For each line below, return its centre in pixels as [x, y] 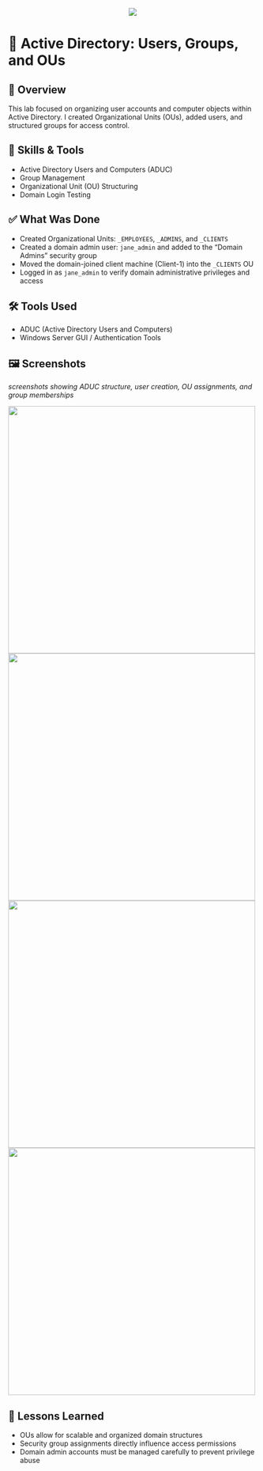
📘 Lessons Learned [56, 1416]
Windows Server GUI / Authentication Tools [90, 338]
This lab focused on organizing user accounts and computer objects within [130, 108]
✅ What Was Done [54, 220]
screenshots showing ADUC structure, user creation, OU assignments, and [130, 387]
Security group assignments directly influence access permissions [128, 1443]
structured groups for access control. [69, 125]
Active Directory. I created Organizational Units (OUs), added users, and [126, 117]
